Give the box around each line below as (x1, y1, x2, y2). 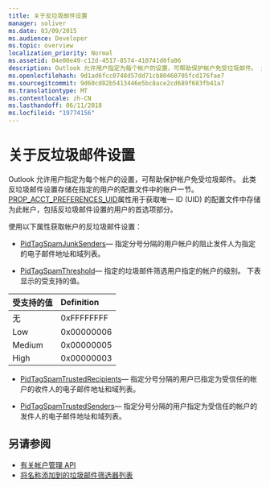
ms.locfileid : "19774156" (8, 109, 95, 118)
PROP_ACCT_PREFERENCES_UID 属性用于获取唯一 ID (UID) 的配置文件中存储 (8, 194, 261, 204)
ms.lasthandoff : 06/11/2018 (8, 101, 103, 109)
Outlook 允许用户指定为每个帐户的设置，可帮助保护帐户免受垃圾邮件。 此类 (8, 174, 257, 184)
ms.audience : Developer (8, 34, 88, 43)
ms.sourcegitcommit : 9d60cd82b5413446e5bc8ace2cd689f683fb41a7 (8, 79, 225, 87)
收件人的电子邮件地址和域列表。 (34, 384, 141, 394)
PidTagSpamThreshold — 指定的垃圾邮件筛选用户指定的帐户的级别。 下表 (19, 266, 261, 275)
